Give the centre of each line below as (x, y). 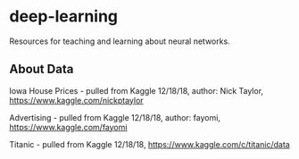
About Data (42, 69)
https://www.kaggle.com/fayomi (68, 127)
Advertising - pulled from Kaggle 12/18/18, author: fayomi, (115, 117)
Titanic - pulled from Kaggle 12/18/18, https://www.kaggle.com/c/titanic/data (149, 144)
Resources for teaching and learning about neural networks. (120, 41)
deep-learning (64, 17)
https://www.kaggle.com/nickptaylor (77, 100)
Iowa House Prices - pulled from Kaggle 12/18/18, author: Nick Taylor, (137, 90)
